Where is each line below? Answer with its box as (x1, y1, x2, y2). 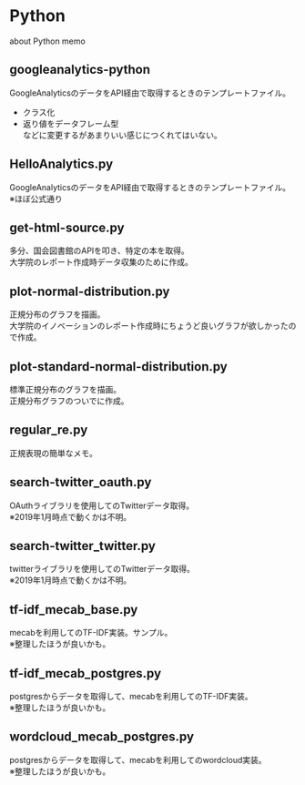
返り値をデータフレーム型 (22, 117, 119, 128)
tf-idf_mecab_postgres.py (9, 666, 162, 681)
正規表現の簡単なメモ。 (9, 447, 97, 458)
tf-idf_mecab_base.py (9, 602, 138, 617)
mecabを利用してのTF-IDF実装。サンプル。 (9, 627, 173, 638)
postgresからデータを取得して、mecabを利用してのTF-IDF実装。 (9, 691, 253, 702)
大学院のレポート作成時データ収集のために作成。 (9, 257, 193, 268)
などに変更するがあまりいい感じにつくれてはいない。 (22, 129, 223, 140)
